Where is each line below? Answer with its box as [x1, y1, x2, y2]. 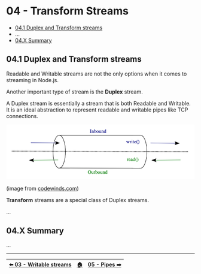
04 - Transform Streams [6, 4, 129, 18]
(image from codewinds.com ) [6, 185, 79, 192]
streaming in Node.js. [6, 76, 59, 83]
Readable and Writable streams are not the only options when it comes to [6, 70, 187, 77]
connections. [6, 112, 39, 119]
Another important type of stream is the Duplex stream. [6, 88, 143, 95]
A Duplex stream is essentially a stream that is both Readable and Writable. [6, 100, 191, 107]
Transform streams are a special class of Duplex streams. [6, 197, 150, 204]
